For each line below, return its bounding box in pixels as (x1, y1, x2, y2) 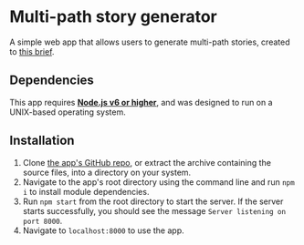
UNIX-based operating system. (9, 107, 126, 117)
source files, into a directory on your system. (22, 167, 192, 178)
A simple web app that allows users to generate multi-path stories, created (9, 36, 290, 47)
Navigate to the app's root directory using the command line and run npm (22, 176, 295, 188)
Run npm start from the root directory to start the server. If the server (22, 196, 284, 207)
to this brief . (9, 46, 55, 56)
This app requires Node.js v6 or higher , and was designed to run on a (9, 97, 273, 107)
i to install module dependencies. (22, 186, 150, 197)
